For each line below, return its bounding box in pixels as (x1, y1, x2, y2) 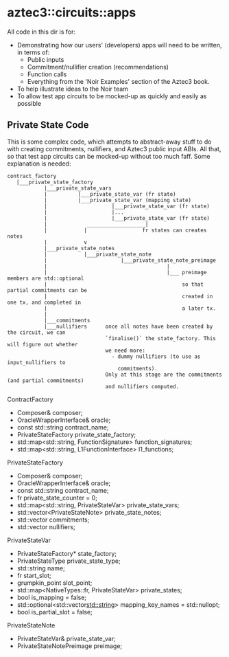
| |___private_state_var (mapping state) (43, 197, 192, 203)
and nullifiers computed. (105, 383, 180, 390)
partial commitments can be (7, 287, 88, 293)
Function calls (27, 70, 67, 78)
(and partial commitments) (7, 377, 84, 384)
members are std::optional (7, 275, 84, 282)
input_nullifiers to (7, 359, 67, 366)
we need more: (105, 347, 146, 354)
